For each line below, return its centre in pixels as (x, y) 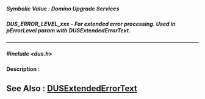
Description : (23, 69)
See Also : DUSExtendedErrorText (72, 88)
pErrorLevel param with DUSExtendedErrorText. (69, 30)
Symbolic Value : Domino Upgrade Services (63, 9)
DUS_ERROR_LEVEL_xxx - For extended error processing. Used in (91, 24)
